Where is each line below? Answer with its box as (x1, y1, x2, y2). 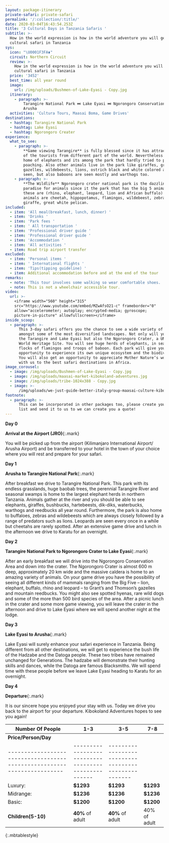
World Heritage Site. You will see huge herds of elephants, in (18, 341, 156, 346)
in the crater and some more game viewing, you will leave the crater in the (5, 601, 159, 607)
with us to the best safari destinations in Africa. (18, 360, 132, 365)
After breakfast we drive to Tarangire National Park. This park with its (5, 481, 148, 486)
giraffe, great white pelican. (23, 200, 89, 205)
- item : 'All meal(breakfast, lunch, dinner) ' (10, 209, 112, 215)
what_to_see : (10, 139, 37, 144)
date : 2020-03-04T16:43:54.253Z (5, 21, 73, 27)
